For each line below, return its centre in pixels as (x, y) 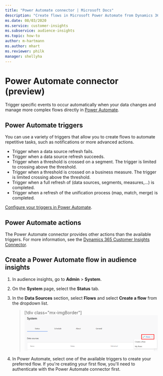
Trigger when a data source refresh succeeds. (58, 157)
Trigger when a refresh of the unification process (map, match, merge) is (85, 193)
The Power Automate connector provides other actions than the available (78, 234)
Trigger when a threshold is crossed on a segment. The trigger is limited (84, 162)
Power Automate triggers (44, 125)
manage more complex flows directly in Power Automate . (62, 110)
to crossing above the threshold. (44, 167)
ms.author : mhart (23, 46)
